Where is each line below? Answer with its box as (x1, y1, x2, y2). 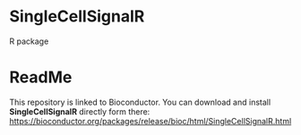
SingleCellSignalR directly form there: (9, 105, 150, 117)
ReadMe (9, 67, 73, 88)
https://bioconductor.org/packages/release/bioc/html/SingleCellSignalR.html (9, 115, 292, 126)
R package (9, 36, 49, 46)
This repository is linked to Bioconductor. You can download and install (9, 97, 271, 107)
